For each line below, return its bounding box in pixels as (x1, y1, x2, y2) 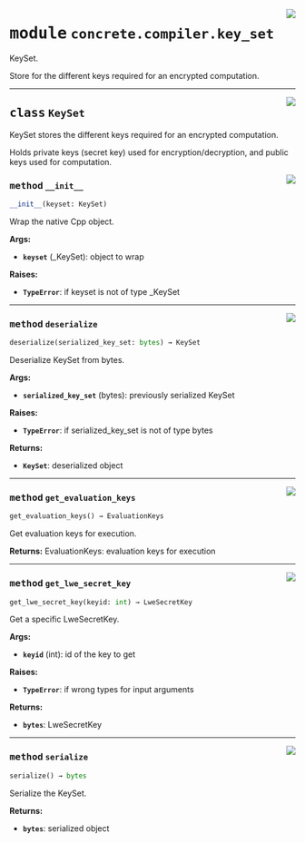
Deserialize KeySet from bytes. (9, 355, 125, 366)
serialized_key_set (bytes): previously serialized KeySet (22, 390, 235, 401)
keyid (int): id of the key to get (22, 649, 136, 660)
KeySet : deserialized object (22, 460, 123, 471)
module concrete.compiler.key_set (9, 24, 274, 44)
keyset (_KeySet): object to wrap (22, 250, 145, 262)
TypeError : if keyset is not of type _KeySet (22, 286, 180, 297)
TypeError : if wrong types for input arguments (22, 684, 194, 695)
